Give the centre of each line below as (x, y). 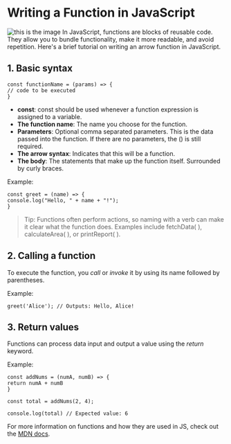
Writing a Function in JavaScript (101, 13)
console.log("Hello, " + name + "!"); (63, 200)
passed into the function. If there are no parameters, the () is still (109, 139)
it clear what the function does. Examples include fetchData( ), (113, 227)
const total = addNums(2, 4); (51, 402)
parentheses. (26, 280)
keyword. (20, 351)
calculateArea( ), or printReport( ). (72, 234)
